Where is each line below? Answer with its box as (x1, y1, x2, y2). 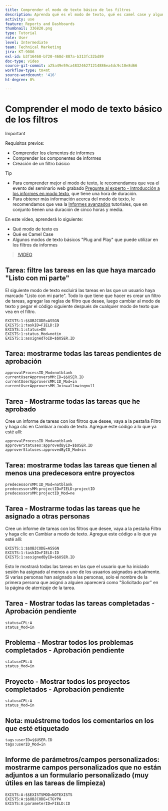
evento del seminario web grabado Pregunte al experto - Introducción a (12, 185, 160, 191)
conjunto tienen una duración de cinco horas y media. (12, 206, 124, 212)
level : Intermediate (5, 40, 48, 45)
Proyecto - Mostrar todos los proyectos (5, 677, 130, 686)
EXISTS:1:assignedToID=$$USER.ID (5, 336, 75, 341)
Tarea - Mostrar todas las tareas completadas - (5, 599, 155, 608)
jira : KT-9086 (5, 49, 35, 54)
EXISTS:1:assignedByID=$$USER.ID (5, 555, 75, 560)
